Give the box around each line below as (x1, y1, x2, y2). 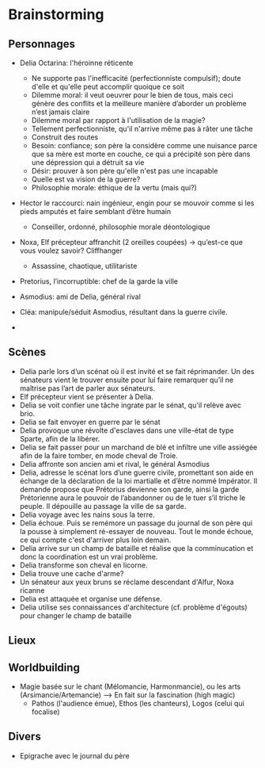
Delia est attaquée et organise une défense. (19, 594, 162, 603)
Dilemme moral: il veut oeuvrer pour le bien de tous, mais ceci (31, 90, 233, 100)
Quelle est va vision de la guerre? (31, 174, 141, 184)
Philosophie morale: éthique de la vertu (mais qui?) (31, 183, 198, 192)
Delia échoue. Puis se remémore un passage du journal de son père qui (19, 518, 253, 528)
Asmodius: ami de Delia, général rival (19, 292, 141, 301)
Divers (8, 730, 41, 743)
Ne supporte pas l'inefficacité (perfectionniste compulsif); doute (31, 74, 241, 82)
